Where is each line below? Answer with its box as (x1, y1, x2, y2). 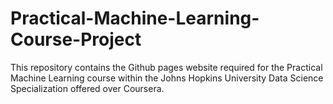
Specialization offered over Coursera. (10, 82, 165, 94)
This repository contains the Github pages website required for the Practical (10, 61, 323, 73)
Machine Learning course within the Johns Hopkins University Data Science (10, 72, 324, 84)
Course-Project (10, 28, 142, 51)
